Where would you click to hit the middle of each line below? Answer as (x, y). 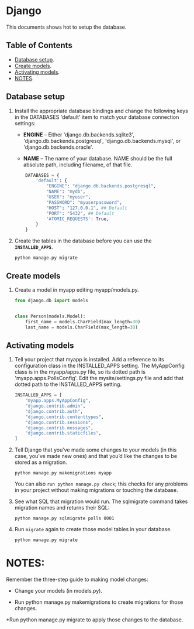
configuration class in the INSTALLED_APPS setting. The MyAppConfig (100, 366)
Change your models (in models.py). (58, 591)
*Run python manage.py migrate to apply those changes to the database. (95, 620)
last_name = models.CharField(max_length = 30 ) (82, 327)
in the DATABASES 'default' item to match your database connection (97, 117)
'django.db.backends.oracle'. (58, 147)
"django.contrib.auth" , (54, 411)
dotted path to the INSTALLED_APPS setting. (68, 384)
